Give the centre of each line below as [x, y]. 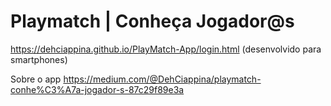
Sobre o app [36, 79]
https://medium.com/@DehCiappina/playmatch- [162, 79]
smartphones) [39, 59]
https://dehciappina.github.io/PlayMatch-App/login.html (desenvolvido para [166, 49]
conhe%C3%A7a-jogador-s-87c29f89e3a [97, 89]
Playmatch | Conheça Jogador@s [152, 21]
